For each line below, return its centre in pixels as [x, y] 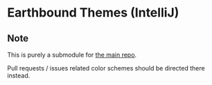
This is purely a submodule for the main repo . [72, 55]
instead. [19, 75]
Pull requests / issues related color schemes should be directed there [106, 68]
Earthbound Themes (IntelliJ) [93, 13]
